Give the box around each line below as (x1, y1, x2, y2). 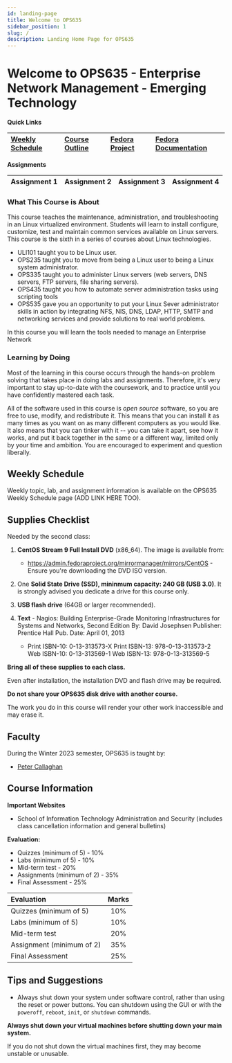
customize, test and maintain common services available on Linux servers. (7, 228, 219, 236)
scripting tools (17, 292, 59, 301)
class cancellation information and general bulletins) (17, 821, 166, 830)
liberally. (7, 448, 31, 456)
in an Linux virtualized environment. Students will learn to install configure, (7, 220, 219, 229)
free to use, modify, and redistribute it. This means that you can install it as (7, 411, 220, 420)
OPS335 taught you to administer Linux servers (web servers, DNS (17, 271, 207, 279)
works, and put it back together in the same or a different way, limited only (7, 434, 219, 442)
